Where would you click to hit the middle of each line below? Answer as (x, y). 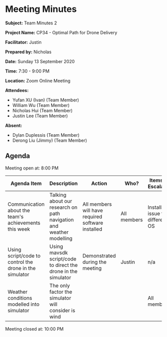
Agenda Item (26, 183)
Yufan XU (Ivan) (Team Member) (46, 100)
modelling (61, 238)
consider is (62, 310)
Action (99, 183)
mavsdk (59, 253)
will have (93, 210)
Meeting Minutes (41, 9)
